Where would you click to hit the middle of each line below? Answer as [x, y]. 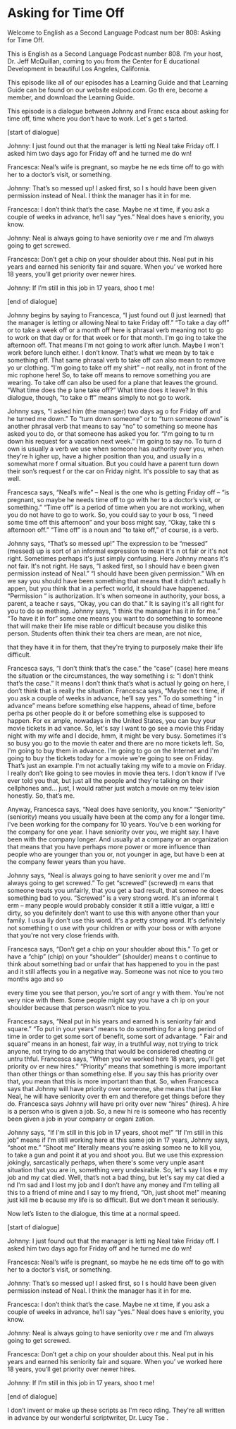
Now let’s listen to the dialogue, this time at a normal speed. [94, 1213]
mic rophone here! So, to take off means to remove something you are [109, 375]
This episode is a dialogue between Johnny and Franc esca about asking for [118, 111]
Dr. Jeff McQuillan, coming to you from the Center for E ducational [103, 61]
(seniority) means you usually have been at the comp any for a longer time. [116, 817]
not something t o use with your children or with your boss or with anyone [114, 928]
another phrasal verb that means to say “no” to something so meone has [113, 426]
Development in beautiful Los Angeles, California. [79, 68]
